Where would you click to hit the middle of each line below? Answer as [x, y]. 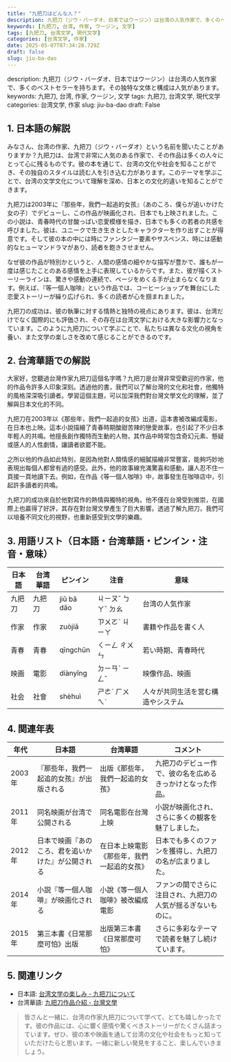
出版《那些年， [124, 768]
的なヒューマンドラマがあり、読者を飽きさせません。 [82, 247]
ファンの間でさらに [186, 885]
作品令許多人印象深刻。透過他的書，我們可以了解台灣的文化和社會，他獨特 [118, 387]
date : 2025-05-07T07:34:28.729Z [53, 45]
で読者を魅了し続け [186, 939]
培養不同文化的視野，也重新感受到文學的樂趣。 [79, 517]
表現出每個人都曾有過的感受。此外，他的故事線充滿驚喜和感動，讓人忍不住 [112, 468]
